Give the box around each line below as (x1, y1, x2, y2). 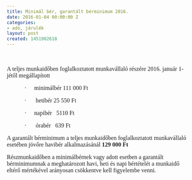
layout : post (6, 31, 39, 36)
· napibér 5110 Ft (24, 109, 75, 116)
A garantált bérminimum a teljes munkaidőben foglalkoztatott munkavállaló (6, 135, 187, 141)
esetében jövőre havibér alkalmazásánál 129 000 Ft (6, 141, 129, 148)
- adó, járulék (6, 25, 44, 31)
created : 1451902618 (6, 36, 58, 42)
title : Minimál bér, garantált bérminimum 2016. (6, 8, 129, 15)
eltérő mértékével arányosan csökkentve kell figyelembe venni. (6, 167, 156, 174)
